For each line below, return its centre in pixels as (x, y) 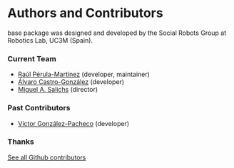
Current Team (32, 58)
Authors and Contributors (85, 13)
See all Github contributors (47, 157)
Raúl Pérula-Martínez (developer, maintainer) (83, 74)
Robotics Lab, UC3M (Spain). (50, 40)
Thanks (21, 142)
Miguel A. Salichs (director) (58, 90)
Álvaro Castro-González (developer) (71, 82)
